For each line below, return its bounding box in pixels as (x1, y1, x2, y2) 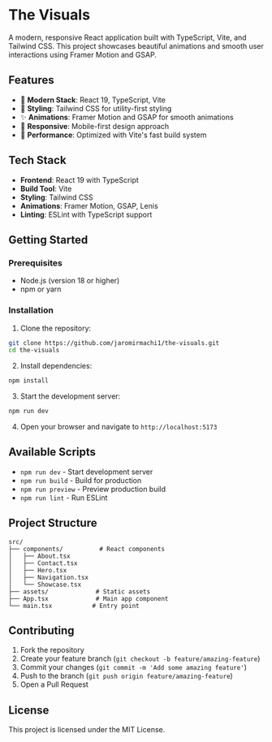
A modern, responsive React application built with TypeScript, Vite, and (8, 32, 247, 42)
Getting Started (8, 233, 89, 247)
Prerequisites (8, 257, 63, 269)
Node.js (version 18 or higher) (19, 276, 120, 286)
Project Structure (8, 516, 97, 530)
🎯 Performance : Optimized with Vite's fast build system (19, 130, 207, 140)
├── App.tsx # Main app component (8, 594, 169, 602)
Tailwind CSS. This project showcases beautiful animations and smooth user (8, 41, 264, 50)
